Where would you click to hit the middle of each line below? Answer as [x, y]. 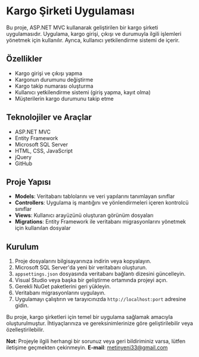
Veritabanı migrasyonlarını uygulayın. [60, 293]
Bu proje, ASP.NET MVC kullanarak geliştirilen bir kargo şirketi [82, 27]
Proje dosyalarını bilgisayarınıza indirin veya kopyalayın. [83, 261]
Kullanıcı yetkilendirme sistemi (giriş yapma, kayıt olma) [83, 92]
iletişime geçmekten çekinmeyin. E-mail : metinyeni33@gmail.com [87, 347]
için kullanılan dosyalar [43, 228]
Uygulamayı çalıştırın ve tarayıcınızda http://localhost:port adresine [100, 299]
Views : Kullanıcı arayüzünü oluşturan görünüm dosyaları [84, 215]
